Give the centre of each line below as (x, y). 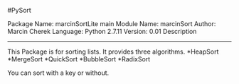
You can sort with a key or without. (58, 73)
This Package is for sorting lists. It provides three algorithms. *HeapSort (113, 52)
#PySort (20, 10)
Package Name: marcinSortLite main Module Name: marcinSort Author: (112, 24)
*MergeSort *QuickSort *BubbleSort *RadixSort (79, 59)
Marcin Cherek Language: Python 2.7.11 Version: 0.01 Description (102, 31)
